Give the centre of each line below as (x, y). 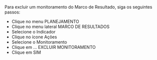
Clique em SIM (26, 52)
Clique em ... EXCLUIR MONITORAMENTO (53, 47)
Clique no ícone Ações (34, 37)
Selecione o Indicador (34, 32)
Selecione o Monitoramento (39, 42)
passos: (12, 12)
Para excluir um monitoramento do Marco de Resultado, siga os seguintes (78, 7)
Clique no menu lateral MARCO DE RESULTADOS (61, 27)
